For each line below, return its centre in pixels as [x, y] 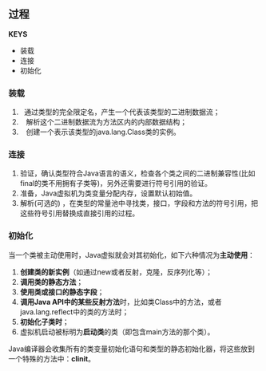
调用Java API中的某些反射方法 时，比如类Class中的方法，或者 [121, 302]
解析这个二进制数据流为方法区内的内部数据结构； [107, 122]
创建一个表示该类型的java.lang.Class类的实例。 [103, 132]
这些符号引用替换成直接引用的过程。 [79, 213]
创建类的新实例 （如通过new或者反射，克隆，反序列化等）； [116, 272]
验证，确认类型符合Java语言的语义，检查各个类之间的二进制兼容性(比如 [137, 173]
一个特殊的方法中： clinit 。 [52, 358]
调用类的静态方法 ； [52, 282]
